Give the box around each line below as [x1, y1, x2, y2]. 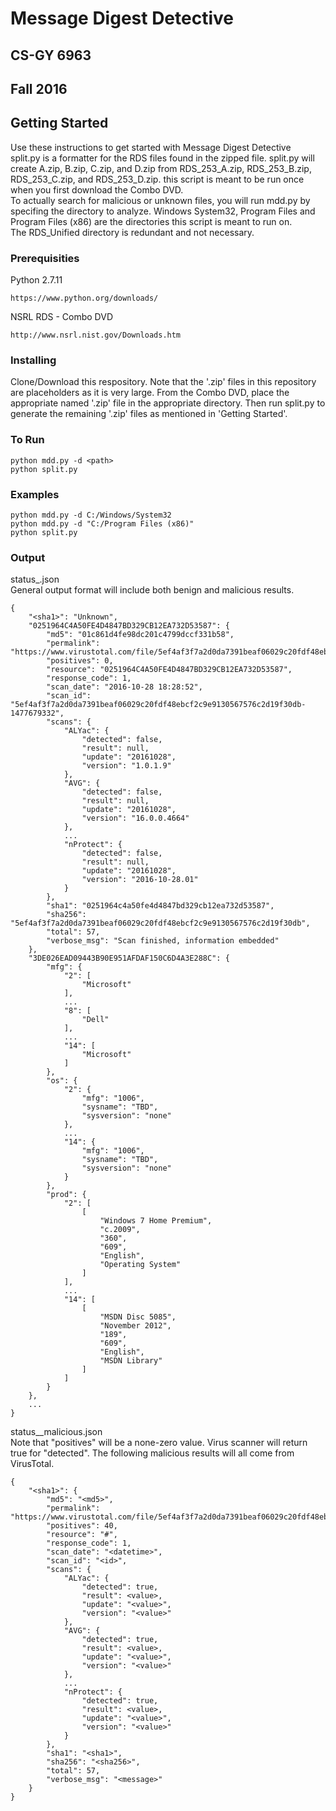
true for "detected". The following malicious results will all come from [10, 1447, 295, 1459]
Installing [10, 353, 57, 367]
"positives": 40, [46, 1521, 118, 1531]
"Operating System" [99, 1260, 182, 1270]
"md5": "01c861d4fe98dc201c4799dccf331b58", [46, 630, 235, 640]
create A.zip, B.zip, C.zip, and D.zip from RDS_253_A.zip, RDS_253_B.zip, [10, 162, 312, 174]
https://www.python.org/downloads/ [10, 293, 159, 304]
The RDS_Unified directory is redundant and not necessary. [10, 226, 255, 238]
